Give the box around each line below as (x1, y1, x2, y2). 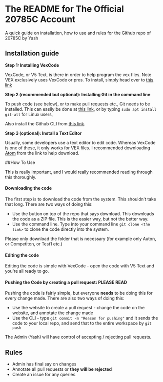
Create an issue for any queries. (12, 372, 77, 378)
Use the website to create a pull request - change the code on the (12, 305, 145, 311)
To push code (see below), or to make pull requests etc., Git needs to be (5, 101, 150, 107)
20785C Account (5, 14, 76, 25)
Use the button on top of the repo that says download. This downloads (12, 211, 155, 217)
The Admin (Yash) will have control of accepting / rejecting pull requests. (5, 334, 152, 340)
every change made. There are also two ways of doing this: (5, 295, 124, 301)
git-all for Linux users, (5, 111, 53, 117)
